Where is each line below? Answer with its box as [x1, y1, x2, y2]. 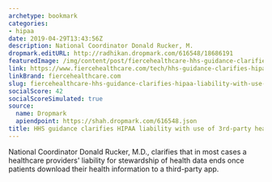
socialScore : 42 [8, 87, 63, 95]
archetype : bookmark [8, 11, 79, 20]
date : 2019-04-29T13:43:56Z [8, 34, 104, 43]
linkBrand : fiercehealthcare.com [8, 72, 121, 80]
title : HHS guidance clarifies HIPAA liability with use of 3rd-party [8, 125, 252, 133]
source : [8, 102, 35, 110]
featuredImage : [8, 57, 60, 66]
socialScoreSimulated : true [8, 95, 104, 103]
